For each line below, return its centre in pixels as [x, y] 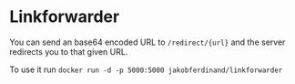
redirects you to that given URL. [69, 51]
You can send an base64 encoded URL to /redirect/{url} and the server [147, 42]
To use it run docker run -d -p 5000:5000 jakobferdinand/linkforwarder [146, 69]
